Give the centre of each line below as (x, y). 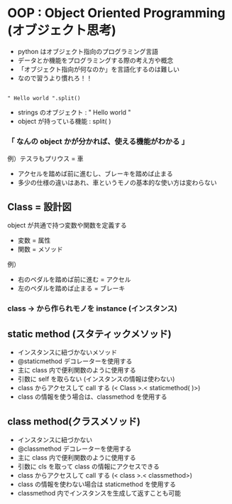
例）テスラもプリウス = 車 (45, 159)
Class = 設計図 (40, 207)
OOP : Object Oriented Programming (116, 13)
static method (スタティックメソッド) (89, 334)
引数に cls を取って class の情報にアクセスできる (88, 466)
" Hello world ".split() (44, 98)
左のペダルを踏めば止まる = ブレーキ (71, 289)
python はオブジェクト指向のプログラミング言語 (88, 51)
